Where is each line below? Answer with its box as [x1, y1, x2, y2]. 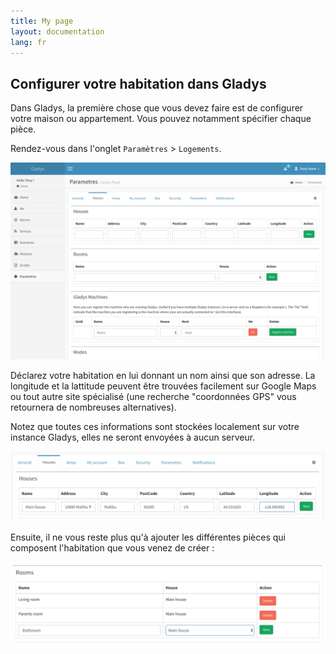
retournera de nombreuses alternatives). [10, 401, 177, 414]
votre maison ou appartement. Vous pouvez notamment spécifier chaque [10, 113, 312, 125]
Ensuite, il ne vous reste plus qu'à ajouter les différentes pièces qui [10, 531, 286, 543]
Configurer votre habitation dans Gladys [10, 75, 267, 92]
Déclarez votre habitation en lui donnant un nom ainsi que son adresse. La [10, 370, 316, 382]
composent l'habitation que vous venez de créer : [10, 541, 215, 554]
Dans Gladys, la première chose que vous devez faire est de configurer [10, 102, 304, 114]
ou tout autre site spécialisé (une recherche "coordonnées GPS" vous [10, 391, 297, 403]
